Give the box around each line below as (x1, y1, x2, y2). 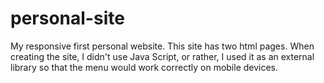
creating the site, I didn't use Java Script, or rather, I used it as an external (10, 50, 315, 62)
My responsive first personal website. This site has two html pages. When (10, 40, 315, 52)
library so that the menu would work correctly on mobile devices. (10, 61, 279, 73)
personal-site (10, 7, 125, 30)
